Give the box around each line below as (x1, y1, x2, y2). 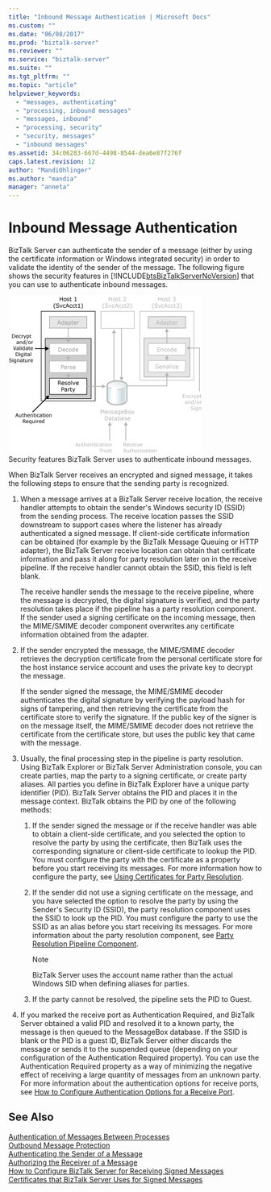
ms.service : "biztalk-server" (8, 56, 110, 64)
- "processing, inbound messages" (15, 106, 131, 114)
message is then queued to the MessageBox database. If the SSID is (19, 1028, 248, 1037)
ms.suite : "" (8, 64, 52, 73)
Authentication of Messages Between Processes (8, 1132, 170, 1141)
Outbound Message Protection (8, 1140, 110, 1150)
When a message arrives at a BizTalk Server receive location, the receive (19, 494, 263, 504)
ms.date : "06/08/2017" (8, 30, 85, 38)
